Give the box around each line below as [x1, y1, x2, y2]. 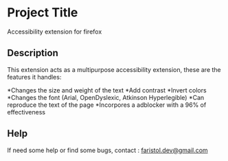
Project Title [7, 5, 78, 21]
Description [7, 47, 58, 59]
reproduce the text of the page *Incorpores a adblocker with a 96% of [7, 101, 207, 109]
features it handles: [7, 73, 62, 81]
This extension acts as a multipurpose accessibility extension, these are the [7, 65, 221, 73]
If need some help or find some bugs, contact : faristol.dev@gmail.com [7, 146, 208, 154]
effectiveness [7, 108, 46, 116]
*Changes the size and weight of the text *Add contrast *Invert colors [7, 86, 207, 94]
